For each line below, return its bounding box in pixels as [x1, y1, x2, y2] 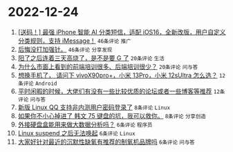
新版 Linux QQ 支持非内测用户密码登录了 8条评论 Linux [17, 103, 171, 111]
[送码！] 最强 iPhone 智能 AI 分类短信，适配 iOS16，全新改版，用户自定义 [17, 28, 226, 36]
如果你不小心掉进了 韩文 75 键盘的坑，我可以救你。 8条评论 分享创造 [17, 111, 206, 120]
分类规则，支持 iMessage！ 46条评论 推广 [17, 36, 131, 45]
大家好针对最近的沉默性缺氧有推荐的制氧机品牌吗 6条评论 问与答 [17, 137, 196, 146]
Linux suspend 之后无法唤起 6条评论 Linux [17, 129, 136, 137]
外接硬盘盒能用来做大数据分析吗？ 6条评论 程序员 [17, 120, 153, 129]
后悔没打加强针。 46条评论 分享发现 [17, 45, 113, 53]
